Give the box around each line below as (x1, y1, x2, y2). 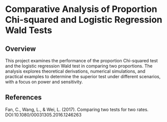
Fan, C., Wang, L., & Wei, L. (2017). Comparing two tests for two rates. (5, 106, 149, 113)
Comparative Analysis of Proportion (5, 3, 158, 15)
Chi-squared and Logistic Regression (5, 14, 163, 25)
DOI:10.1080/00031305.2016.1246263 (5, 112, 82, 118)
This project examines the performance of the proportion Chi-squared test (5, 58, 158, 63)
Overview (5, 44, 36, 53)
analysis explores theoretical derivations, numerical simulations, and (5, 68, 146, 74)
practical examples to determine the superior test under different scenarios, (5, 74, 161, 79)
